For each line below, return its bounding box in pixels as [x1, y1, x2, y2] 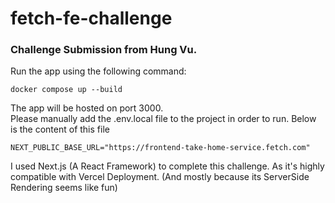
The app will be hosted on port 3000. [10, 102, 164, 114]
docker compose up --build [10, 85, 123, 95]
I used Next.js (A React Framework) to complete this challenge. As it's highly [10, 160, 325, 172]
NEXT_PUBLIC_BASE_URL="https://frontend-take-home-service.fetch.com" [10, 143, 311, 153]
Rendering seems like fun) [10, 182, 118, 194]
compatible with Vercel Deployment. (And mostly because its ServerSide [10, 171, 310, 183]
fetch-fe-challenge [10, 7, 173, 30]
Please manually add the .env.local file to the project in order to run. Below [10, 113, 317, 125]
